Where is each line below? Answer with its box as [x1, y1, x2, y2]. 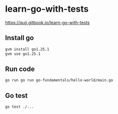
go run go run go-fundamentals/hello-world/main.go [5, 78, 113, 83]
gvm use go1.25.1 [5, 51, 41, 56]
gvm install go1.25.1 [5, 46, 50, 52]
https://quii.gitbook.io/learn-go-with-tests [5, 20, 90, 25]
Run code [5, 65, 35, 73]
